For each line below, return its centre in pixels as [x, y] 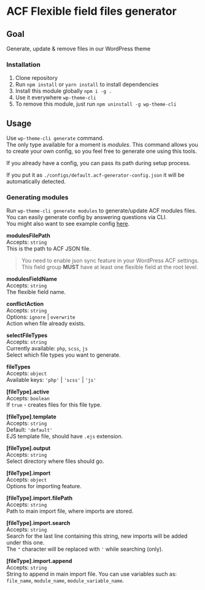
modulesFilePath [28, 236]
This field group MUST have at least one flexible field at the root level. [110, 267]
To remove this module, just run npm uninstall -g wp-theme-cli [96, 104]
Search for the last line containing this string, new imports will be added [97, 536]
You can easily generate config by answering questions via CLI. [87, 217]
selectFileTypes [27, 335]
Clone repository [37, 78]
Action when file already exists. [46, 324]
